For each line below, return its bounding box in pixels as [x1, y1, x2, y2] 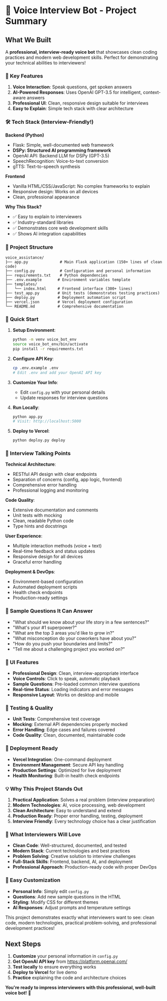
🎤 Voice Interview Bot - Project [5, 5, 137, 16]
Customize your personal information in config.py [12, 953, 118, 959]
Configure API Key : [12, 355, 54, 362]
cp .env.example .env [12, 365, 58, 370]
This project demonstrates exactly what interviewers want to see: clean [5, 914, 155, 920]
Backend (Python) [5, 132, 45, 138]
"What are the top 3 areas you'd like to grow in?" [12, 630, 115, 636]
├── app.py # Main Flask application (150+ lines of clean [5, 259, 162, 264]
